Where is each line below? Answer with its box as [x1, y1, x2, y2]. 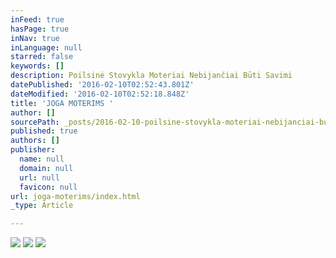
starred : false [10, 52, 74, 62]
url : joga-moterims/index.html [10, 191, 141, 201]
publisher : [10, 145, 56, 155]
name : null [19, 154, 65, 164]
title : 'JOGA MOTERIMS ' [10, 98, 114, 108]
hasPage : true [10, 24, 70, 34]
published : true [10, 126, 78, 136]
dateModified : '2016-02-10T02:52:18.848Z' [10, 89, 190, 99]
